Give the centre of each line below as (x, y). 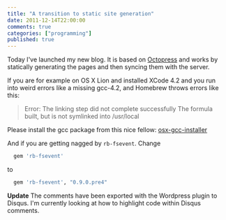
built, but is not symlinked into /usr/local (82, 117)
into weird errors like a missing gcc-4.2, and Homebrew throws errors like (113, 88)
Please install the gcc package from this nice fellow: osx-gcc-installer (107, 130)
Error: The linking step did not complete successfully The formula (118, 109)
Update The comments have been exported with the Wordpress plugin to (112, 196)
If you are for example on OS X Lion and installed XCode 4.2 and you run (112, 80)
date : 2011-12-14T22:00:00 (46, 20)
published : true (31, 40)
